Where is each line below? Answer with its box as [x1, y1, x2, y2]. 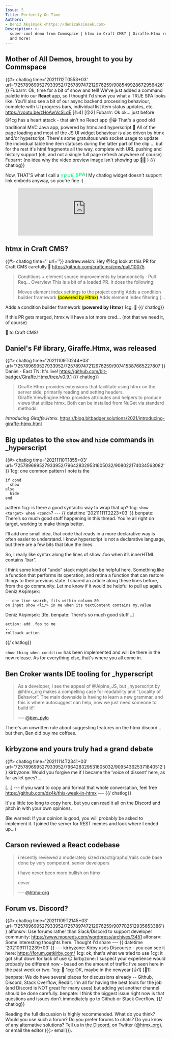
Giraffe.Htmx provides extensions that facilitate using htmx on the [17, 384, 156, 390]
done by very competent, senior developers [17, 859, 110, 866]
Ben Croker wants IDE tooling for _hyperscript [5, 670, 154, 678]
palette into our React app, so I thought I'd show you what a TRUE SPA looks [5, 92, 166, 98]
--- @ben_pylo [17, 714, 49, 721]
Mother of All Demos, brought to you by [5, 55, 133, 64]
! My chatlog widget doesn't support [85, 172, 162, 178]
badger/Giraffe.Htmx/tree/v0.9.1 [5, 374, 72, 380]
